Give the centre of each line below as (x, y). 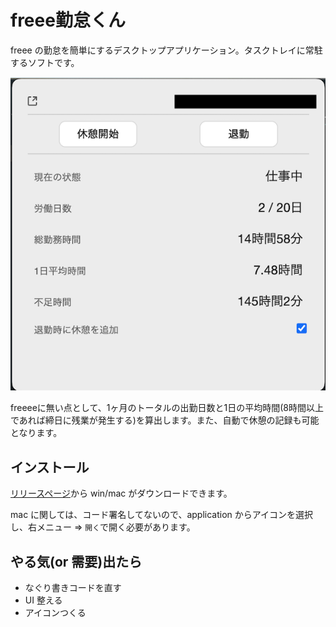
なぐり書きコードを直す (73, 588)
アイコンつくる (55, 613)
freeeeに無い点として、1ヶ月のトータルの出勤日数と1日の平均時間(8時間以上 (167, 408)
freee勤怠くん (68, 20)
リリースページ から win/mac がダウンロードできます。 (121, 493)
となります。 (36, 433)
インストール (50, 467)
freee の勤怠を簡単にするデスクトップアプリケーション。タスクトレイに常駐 (166, 50)
